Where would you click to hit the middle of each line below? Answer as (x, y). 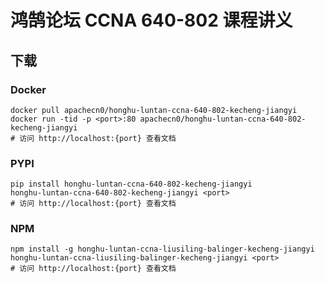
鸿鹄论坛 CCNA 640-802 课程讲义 (151, 20)
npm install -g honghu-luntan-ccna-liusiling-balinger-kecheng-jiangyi (162, 249)
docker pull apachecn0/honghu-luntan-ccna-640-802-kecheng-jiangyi (154, 110)
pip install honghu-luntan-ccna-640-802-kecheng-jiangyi (131, 184)
